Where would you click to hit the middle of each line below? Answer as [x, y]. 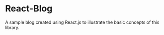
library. [12, 27]
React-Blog [29, 9]
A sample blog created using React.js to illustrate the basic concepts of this [82, 22]
